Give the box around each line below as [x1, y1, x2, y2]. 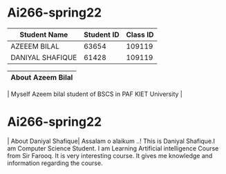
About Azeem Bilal [10, 72, 73, 82]
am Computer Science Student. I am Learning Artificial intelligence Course [7, 144, 219, 153]
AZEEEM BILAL [10, 41, 60, 51]
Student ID [84, 30, 120, 39]
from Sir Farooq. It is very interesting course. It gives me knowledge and [7, 151, 213, 159]
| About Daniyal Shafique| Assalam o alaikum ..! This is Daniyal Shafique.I [7, 137, 216, 145]
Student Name [19, 30, 68, 39]
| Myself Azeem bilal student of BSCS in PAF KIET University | [7, 90, 183, 98]
